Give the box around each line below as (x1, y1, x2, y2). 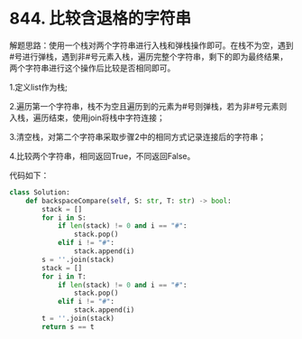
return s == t (41, 322, 95, 331)
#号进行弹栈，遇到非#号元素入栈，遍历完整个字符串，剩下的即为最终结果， (9, 51, 288, 61)
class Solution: (9, 187, 70, 197)
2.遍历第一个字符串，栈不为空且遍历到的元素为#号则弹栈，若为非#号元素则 (9, 100, 288, 111)
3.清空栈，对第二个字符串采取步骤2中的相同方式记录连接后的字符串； (9, 131, 266, 142)
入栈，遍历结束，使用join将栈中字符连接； (9, 112, 165, 123)
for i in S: (41, 213, 87, 222)
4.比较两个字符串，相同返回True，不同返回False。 (9, 150, 196, 161)
